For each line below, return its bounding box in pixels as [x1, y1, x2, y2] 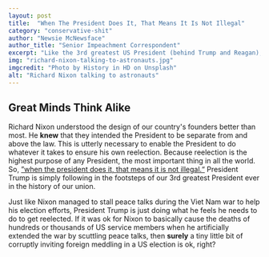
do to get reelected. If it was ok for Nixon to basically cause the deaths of [8, 214, 251, 224]
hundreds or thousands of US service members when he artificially [8, 223, 230, 232]
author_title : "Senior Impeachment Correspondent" [8, 42, 181, 50]
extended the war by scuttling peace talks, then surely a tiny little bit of [8, 231, 243, 241]
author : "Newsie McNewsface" [8, 34, 106, 42]
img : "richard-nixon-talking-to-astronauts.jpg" [8, 57, 174, 65]
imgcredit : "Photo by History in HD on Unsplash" [8, 64, 178, 72]
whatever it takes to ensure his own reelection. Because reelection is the [8, 147, 247, 157]
